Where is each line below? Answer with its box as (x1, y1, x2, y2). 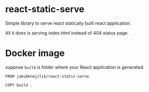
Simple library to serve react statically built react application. (5, 20, 131, 26)
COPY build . (5, 82, 33, 87)
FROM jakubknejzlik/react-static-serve (5, 74, 89, 79)
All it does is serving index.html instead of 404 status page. (5, 30, 129, 36)
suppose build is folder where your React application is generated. (5, 64, 145, 70)
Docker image (5, 48, 65, 59)
